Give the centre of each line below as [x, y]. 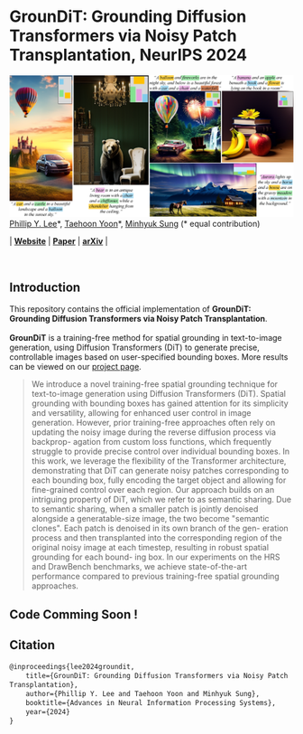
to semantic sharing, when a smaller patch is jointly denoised [145, 509]
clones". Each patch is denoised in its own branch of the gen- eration [160, 528]
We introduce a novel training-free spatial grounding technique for [154, 384]
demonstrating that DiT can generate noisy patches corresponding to [160, 471]
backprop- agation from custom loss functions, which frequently [151, 442]
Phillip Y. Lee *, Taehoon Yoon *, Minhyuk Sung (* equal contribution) [135, 224]
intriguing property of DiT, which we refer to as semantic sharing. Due [161, 500]
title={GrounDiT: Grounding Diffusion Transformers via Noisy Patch [157, 676]
